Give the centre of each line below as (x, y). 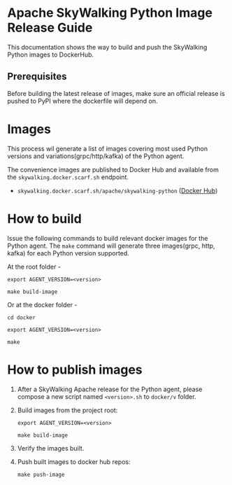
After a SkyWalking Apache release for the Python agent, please (110, 389)
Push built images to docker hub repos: (74, 462)
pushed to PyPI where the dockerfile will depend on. (83, 101)
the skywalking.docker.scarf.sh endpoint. (68, 177)
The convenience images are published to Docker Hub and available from (113, 169)
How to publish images (75, 370)
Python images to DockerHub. (51, 55)
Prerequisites (37, 77)
